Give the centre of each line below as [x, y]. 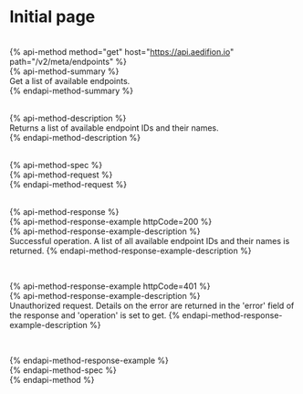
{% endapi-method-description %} [75, 137]
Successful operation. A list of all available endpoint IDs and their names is [150, 240]
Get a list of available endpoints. [70, 80]
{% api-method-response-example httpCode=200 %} [111, 221]
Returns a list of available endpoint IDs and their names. [114, 128]
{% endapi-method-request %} [68, 184]
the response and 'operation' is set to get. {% [95, 315]
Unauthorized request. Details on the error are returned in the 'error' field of [152, 305]
